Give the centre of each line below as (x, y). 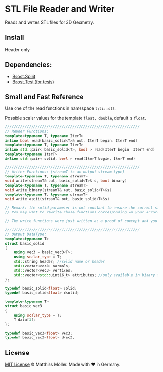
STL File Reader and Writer (60, 9)
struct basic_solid (25, 243)
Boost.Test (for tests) (33, 82)
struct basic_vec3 (24, 306)
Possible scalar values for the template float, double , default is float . (76, 118)
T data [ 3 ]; (25, 319)
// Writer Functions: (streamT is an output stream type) (65, 172)
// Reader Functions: (27, 132)
